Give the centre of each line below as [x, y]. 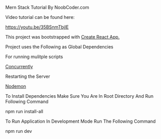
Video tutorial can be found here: [40, 17]
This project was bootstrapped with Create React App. [63, 37]
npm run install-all [24, 111]
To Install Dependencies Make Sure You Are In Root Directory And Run [79, 96]
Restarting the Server [28, 76]
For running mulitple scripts [34, 57]
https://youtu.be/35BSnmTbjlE [37, 27]
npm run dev [19, 131]
